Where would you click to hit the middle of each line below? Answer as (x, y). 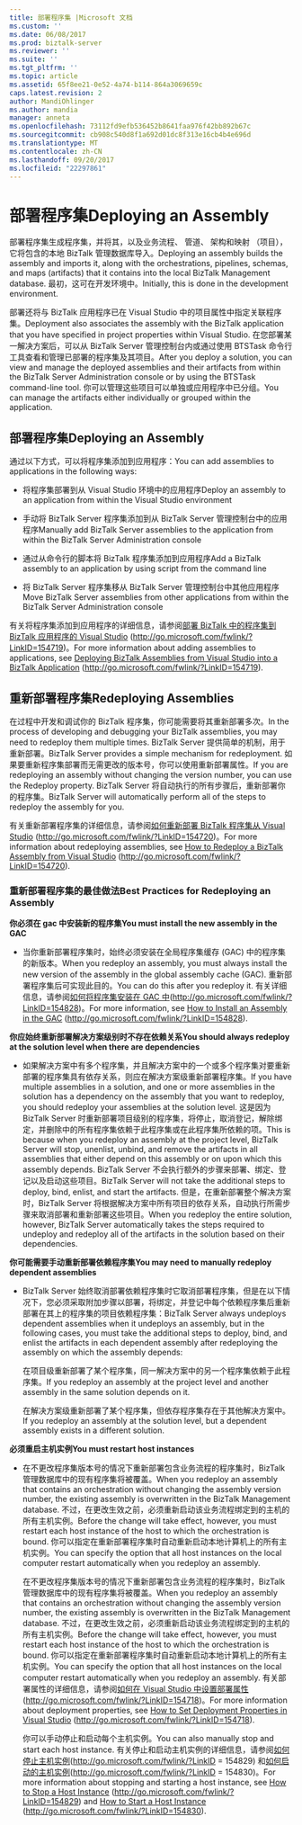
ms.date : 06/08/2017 (48, 34)
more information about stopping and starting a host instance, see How (154, 1783)
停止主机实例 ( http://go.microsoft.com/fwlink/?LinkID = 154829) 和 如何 (151, 1761)
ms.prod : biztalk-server (56, 43)
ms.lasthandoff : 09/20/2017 (62, 160)
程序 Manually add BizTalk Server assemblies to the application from (148, 530)
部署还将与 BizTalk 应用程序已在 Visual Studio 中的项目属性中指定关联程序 (146, 312)
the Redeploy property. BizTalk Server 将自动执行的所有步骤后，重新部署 (144, 785)
